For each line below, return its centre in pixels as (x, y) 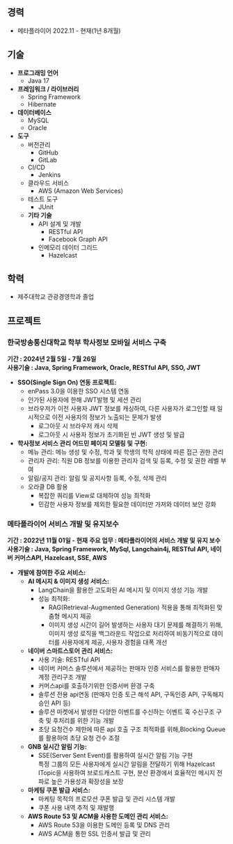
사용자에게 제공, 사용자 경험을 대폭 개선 (114, 642)
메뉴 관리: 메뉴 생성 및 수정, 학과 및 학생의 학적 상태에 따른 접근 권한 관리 (126, 452)
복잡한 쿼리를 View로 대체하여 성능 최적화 (94, 496)
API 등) (61, 703)
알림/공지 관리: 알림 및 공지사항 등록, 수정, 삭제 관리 (97, 478)
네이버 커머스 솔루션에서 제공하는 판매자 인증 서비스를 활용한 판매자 (129, 669)
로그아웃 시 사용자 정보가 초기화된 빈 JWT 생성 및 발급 (112, 435)
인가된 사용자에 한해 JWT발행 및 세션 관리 (85, 400)
